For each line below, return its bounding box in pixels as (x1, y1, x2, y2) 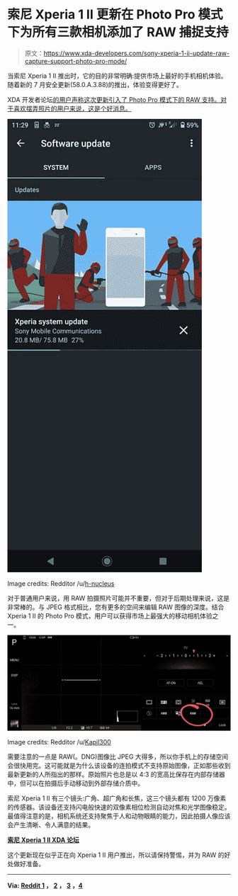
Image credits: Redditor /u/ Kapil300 (7, 738, 111, 746)
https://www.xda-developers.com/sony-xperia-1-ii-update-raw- (43, 49, 230, 57)
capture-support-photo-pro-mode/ (24, 57, 127, 65)
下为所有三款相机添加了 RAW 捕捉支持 (7, 24, 229, 40)
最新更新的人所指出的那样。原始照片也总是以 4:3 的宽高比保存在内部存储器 (7, 770, 225, 778)
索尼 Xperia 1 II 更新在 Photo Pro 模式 (7, 6, 223, 23)
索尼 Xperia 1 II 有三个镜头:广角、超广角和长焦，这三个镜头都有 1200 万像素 (7, 794, 227, 803)
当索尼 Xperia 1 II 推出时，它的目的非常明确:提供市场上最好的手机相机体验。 (7, 72, 227, 80)
